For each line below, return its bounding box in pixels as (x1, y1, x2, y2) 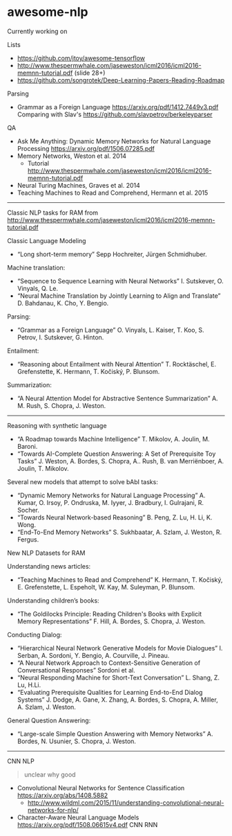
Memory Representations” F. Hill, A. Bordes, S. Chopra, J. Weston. (17, 617, 206, 625)
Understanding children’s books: (7, 596, 99, 605)
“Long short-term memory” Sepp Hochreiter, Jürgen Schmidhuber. (17, 250, 207, 258)
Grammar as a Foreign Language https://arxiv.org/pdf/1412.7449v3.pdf (17, 103, 219, 111)
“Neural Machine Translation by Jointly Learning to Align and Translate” (17, 292, 221, 300)
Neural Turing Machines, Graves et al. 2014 (17, 181, 140, 189)
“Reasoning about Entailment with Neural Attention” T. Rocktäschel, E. (17, 359, 216, 368)
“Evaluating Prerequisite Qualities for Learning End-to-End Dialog (17, 688, 203, 696)
